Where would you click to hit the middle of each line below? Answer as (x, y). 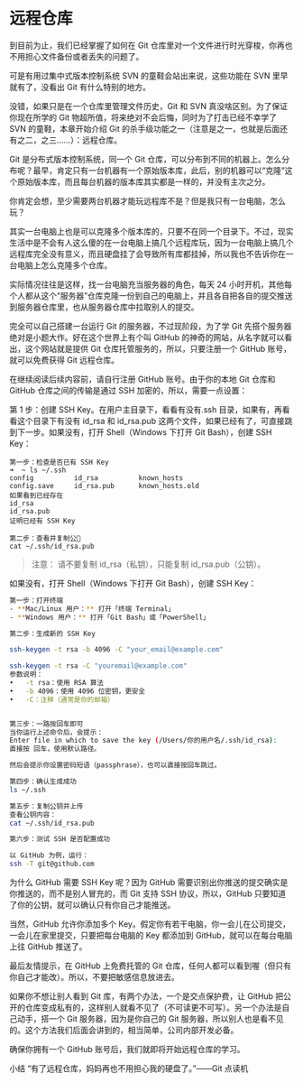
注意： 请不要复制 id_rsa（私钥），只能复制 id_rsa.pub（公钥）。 (148, 564)
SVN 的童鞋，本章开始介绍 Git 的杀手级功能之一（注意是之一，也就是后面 (145, 128)
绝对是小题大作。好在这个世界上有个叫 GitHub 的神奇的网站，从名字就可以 (147, 337)
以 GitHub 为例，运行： (49, 855)
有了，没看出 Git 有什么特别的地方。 (84, 87)
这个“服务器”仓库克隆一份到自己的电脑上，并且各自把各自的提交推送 (166, 295)
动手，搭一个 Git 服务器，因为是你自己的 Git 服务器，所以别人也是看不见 (150, 1019)
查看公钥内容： (33, 814)
